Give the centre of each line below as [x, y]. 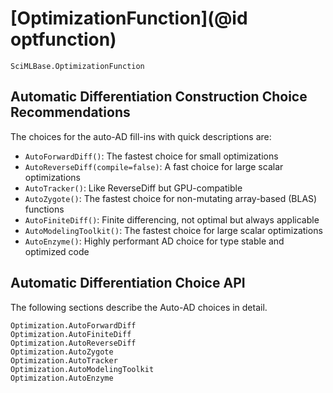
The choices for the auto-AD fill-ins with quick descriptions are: [141, 136]
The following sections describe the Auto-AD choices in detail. [139, 307]
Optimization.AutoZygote [62, 352]
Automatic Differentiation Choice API [128, 283]
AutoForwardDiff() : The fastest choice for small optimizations [151, 156]
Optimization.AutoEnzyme [62, 378]
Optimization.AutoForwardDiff [73, 325]
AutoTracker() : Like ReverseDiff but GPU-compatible [133, 188]
